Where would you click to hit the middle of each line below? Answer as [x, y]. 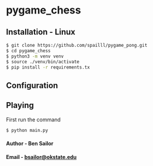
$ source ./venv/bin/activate [43, 62]
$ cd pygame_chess [28, 50]
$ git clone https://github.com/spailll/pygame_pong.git [77, 45]
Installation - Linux [41, 32]
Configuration [32, 85]
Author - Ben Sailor [30, 144]
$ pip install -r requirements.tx [48, 67]
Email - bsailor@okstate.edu [41, 157]
